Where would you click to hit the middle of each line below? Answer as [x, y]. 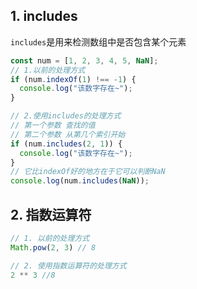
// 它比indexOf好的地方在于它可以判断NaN [88, 172]
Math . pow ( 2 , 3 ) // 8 [53, 247]
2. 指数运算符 [51, 214]
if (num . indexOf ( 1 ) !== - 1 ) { [73, 79]
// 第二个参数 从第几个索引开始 [68, 134]
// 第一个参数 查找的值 [53, 125]
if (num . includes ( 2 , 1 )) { [66, 144]
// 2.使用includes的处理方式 [66, 116]
